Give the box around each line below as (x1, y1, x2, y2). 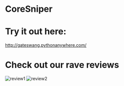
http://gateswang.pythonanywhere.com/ (5, 42, 87, 48)
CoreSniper (5, 3, 53, 15)
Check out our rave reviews (5, 59, 119, 71)
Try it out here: (5, 26, 67, 37)
